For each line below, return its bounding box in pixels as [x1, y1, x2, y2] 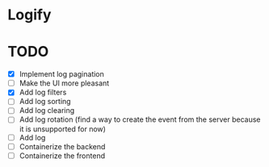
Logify [7, 6, 52, 24]
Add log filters [19, 87, 67, 98]
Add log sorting [19, 97, 71, 106]
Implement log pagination [19, 69, 104, 79]
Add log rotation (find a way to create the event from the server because [19, 115, 261, 124]
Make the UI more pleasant [19, 78, 110, 88]
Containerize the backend [19, 141, 106, 151]
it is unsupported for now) [19, 123, 107, 134]
